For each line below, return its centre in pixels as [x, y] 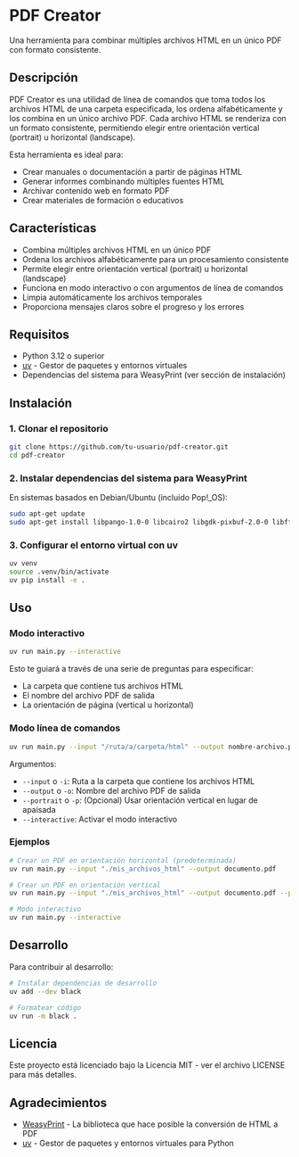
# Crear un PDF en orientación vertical [85, 885]
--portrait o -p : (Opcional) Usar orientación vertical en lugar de [140, 800]
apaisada [39, 809]
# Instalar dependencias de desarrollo [83, 983]
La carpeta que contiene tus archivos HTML [103, 686]
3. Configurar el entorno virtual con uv [94, 545]
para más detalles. [43, 1075]
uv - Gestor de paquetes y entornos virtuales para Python [128, 1143]
